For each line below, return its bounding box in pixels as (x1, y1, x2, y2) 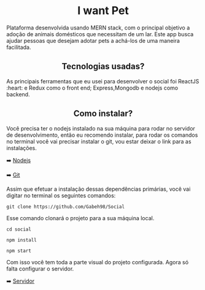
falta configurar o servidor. (6, 265, 74, 272)
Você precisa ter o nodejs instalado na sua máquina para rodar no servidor (6, 124, 195, 132)
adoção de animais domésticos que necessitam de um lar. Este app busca (6, 30, 194, 37)
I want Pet (77, 4, 129, 18)
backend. (6, 90, 30, 98)
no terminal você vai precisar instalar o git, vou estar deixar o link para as (6, 137, 191, 145)
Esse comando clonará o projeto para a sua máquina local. (6, 214, 155, 221)
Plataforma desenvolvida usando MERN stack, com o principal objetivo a (6, 24, 190, 31)
